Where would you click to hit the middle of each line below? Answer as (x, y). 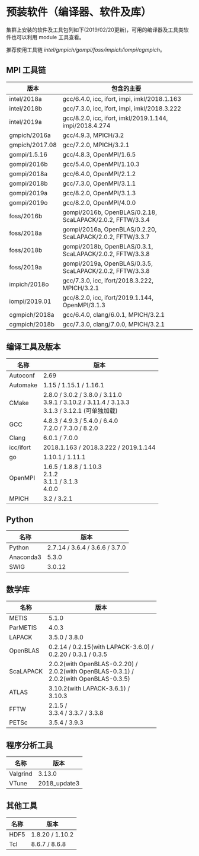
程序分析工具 (30, 745)
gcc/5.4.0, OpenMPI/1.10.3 (101, 164)
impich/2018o (29, 284)
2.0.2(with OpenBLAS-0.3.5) (89, 679)
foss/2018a (26, 233)
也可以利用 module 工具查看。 (48, 37)
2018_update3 (59, 783)
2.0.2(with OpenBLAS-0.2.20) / (93, 664)
